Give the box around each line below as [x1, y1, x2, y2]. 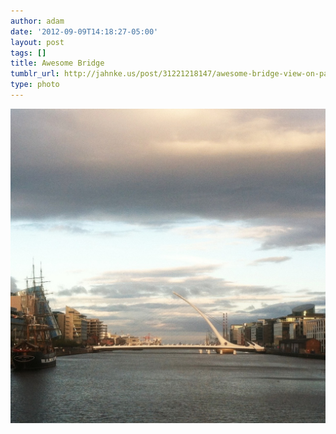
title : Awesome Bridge [10, 58, 105, 69]
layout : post [10, 37, 65, 47]
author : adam [10, 16, 65, 26]
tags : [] [10, 48, 47, 58]
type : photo [10, 80, 60, 90]
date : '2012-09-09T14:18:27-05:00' [10, 26, 159, 37]
